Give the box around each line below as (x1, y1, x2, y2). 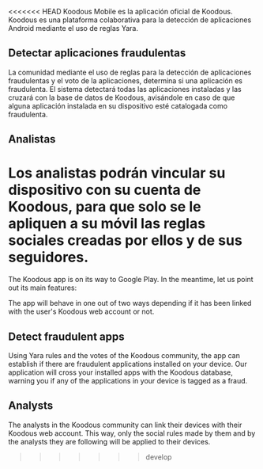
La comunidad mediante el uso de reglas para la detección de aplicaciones (8, 67, 252, 77)
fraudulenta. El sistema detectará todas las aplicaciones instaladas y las (8, 84, 242, 93)
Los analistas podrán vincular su (8, 164, 226, 182)
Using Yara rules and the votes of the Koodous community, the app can (8, 350, 241, 360)
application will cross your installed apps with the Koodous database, (8, 368, 233, 377)
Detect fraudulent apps (8, 330, 125, 343)
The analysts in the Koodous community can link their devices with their (8, 420, 242, 429)
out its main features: (8, 283, 77, 292)
